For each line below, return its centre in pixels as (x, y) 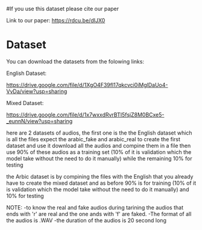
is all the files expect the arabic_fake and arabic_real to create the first (93, 139)
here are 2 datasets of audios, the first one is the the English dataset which (99, 133)
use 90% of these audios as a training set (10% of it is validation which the (99, 152)
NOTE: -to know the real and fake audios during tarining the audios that (95, 207)
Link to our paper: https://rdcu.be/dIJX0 (56, 20)
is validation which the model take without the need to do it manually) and (98, 189)
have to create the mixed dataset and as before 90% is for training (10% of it (101, 183)
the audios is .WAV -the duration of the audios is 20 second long (87, 220)
